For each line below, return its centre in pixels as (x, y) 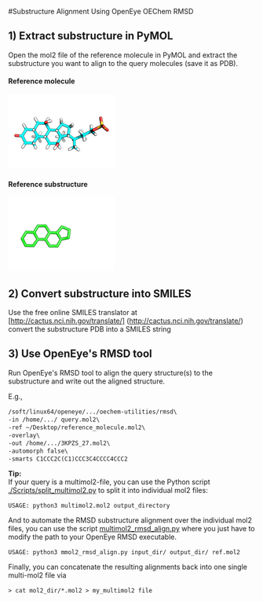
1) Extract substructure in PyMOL (91, 36)
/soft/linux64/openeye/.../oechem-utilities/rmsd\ (93, 412)
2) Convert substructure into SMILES (100, 294)
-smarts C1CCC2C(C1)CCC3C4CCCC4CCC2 (68, 459)
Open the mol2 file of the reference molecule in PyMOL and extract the (123, 55)
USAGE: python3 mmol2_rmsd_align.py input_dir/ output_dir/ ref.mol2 (124, 552)
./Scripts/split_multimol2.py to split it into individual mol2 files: (108, 490)
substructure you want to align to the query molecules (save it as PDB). (123, 63)
